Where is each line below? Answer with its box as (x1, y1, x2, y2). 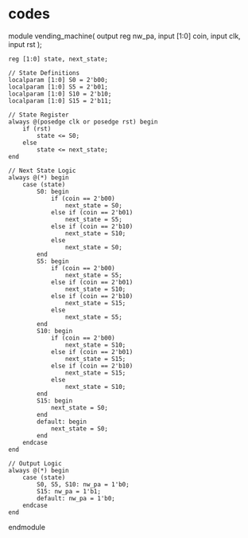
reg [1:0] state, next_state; (8, 55, 109, 63)
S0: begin (37, 187, 69, 195)
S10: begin (37, 327, 73, 335)
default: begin (37, 418, 87, 426)
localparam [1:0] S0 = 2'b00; (8, 76, 109, 84)
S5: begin (37, 257, 69, 265)
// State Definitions (8, 69, 80, 77)
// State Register (8, 111, 69, 119)
